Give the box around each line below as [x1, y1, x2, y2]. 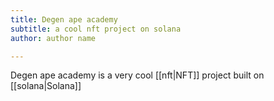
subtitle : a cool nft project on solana [10, 24, 182, 34]
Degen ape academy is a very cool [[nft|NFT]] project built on [10, 69, 265, 81]
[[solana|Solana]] [10, 80, 82, 92]
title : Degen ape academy [10, 14, 118, 25]
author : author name [10, 33, 97, 43]
